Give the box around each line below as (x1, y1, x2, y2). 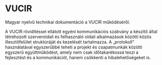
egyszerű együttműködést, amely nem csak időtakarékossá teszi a (5, 49, 139, 55)
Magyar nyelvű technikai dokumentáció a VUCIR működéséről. (5, 19, 130, 25)
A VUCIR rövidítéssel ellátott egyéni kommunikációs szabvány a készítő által (5, 28, 158, 34)
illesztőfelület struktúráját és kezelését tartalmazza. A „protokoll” (5, 39, 135, 44)
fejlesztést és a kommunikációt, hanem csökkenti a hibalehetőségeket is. (5, 54, 151, 60)
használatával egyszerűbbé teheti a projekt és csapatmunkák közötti (5, 44, 143, 50)
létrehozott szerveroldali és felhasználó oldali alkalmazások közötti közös (5, 34, 152, 40)
